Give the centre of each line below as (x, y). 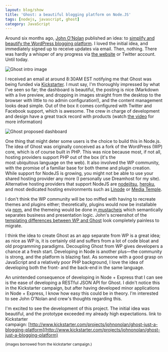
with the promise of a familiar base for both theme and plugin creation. (78, 168)
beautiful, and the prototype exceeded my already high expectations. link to (83, 314)
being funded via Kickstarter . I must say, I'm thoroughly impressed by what (82, 84)
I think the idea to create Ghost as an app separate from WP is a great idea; (83, 236)
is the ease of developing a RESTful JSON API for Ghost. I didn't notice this (83, 283)
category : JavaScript (28, 24)
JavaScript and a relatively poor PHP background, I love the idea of (74, 262)
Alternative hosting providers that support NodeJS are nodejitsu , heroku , (80, 184)
